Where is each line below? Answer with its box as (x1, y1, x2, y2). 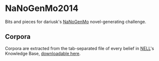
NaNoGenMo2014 (5, 3, 79, 14)
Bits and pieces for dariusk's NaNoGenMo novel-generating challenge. (5, 19, 146, 24)
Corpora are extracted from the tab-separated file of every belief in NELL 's (5, 45, 154, 51)
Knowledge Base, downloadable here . (5, 50, 81, 56)
